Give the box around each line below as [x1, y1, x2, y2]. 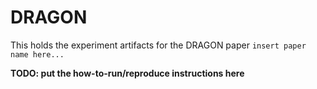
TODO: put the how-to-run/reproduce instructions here [10, 67, 245, 79]
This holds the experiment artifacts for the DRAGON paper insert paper [10, 39, 307, 51]
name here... [10, 49, 65, 60]
